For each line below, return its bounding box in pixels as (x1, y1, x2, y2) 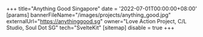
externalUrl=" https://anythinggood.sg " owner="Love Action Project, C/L (6, 18, 187, 24)
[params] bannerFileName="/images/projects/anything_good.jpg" (6, 11, 171, 18)
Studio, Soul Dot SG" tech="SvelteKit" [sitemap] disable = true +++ (6, 24, 175, 31)
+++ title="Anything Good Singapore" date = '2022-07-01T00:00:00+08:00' (6, 5, 198, 12)
